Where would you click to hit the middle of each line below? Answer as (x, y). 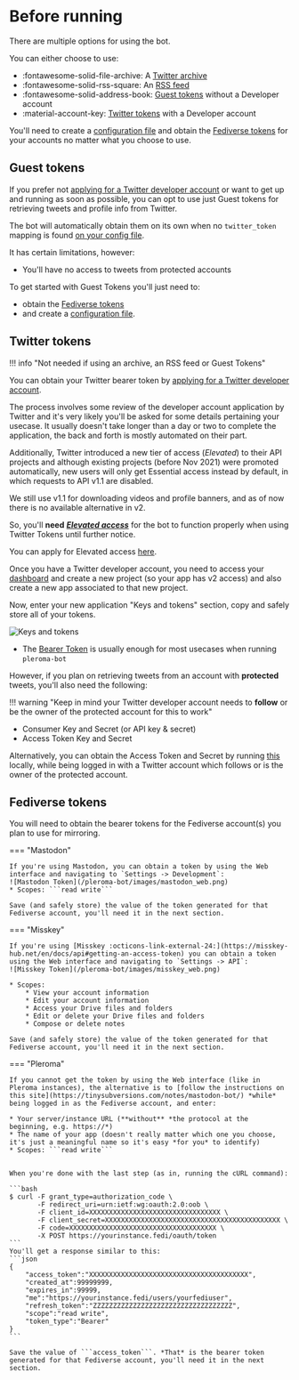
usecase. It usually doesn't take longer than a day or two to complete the (143, 425)
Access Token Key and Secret (77, 738)
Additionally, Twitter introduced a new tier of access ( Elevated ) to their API (146, 452)
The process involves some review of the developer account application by (147, 407)
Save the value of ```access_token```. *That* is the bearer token (137, 1353)
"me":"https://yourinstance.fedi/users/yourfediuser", (129, 1298)
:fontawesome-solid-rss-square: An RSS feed (105, 85)
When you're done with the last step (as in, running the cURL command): (149, 1174)
